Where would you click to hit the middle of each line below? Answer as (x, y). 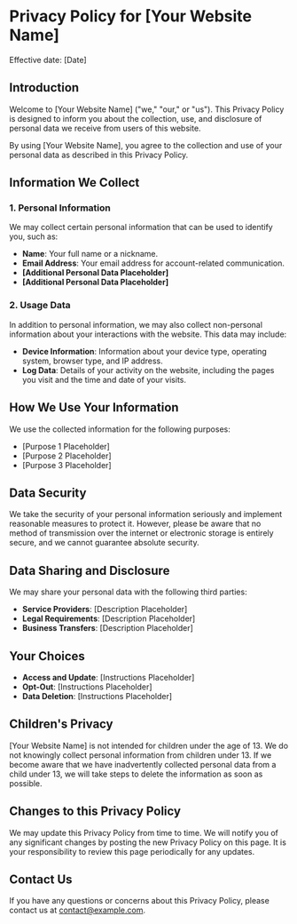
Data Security (48, 493)
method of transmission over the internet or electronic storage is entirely (141, 533)
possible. (26, 783)
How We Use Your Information (94, 407)
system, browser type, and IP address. (92, 361)
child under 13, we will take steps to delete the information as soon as (136, 774)
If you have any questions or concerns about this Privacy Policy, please (140, 901)
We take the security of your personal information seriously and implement (146, 514)
